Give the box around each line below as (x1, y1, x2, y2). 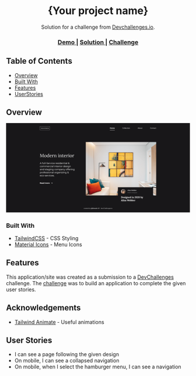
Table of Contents (6, 56, 73, 66)
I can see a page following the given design (14, 351, 120, 358)
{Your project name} (47, 4, 149, 18)
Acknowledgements (6, 303, 81, 313)
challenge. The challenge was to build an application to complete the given (6, 279, 186, 286)
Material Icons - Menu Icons (14, 241, 83, 248)
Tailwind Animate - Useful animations (14, 318, 104, 326)
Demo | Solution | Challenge (57, 38, 139, 46)
